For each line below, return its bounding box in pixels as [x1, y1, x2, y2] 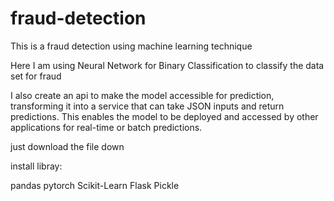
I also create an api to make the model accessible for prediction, [10, 89, 275, 101]
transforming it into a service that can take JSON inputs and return [10, 100, 285, 112]
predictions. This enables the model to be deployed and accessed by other [10, 110, 319, 122]
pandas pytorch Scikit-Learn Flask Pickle [10, 179, 180, 191]
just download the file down [10, 140, 125, 152]
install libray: [10, 160, 63, 172]
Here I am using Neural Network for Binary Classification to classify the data [10, 59, 325, 71]
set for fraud [10, 70, 62, 82]
